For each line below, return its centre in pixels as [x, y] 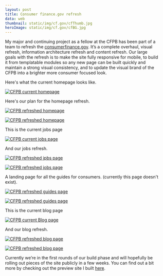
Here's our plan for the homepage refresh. [47, 101]
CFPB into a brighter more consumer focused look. [56, 73]
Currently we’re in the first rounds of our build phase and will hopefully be [79, 258]
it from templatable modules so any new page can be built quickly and [75, 63]
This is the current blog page [34, 211]
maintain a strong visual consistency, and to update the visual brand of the [80, 68]
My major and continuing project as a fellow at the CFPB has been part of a [80, 42]
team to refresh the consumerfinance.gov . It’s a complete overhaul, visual [79, 47]
